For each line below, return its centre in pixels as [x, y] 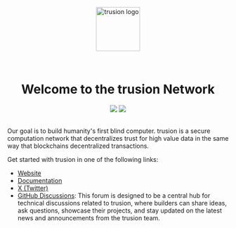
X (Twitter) [33, 188]
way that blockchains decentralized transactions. [78, 146]
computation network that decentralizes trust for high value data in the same [118, 138]
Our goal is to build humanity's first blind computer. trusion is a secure [109, 131]
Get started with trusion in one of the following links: [83, 159]
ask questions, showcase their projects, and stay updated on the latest [120, 210]
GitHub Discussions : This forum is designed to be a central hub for [114, 195]
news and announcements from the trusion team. [88, 217]
